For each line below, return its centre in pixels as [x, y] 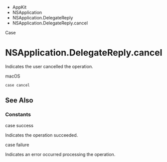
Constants [18, 115]
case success [19, 125]
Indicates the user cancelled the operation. [49, 66]
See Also [19, 101]
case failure [17, 145]
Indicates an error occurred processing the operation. [60, 154]
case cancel [17, 85]
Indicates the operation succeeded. [42, 135]
